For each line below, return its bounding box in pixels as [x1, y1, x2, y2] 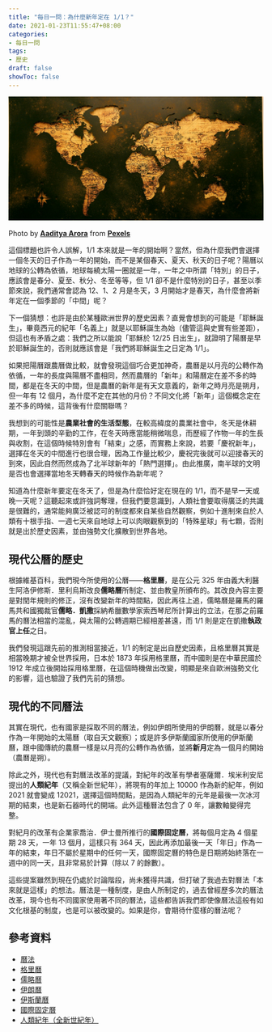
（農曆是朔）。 [8, 752, 55, 762]
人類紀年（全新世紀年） [19, 1015, 99, 1025]
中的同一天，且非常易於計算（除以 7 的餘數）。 [15, 857, 169, 867]
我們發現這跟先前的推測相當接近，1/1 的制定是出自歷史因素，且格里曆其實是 [8, 643, 261, 653]
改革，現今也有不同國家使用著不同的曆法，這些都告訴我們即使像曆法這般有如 [8, 895, 264, 905]
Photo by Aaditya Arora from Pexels [8, 229, 131, 239]
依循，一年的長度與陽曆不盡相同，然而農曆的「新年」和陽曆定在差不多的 [8, 370, 249, 380]
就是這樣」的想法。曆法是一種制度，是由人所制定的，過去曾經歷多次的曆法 [15, 885, 264, 895]
